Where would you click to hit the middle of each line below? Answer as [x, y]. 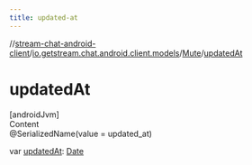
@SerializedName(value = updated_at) [81, 133]
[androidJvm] [35, 115]
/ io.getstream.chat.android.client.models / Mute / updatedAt [136, 53]
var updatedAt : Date [46, 151]
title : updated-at [44, 18]
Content [24, 124]
